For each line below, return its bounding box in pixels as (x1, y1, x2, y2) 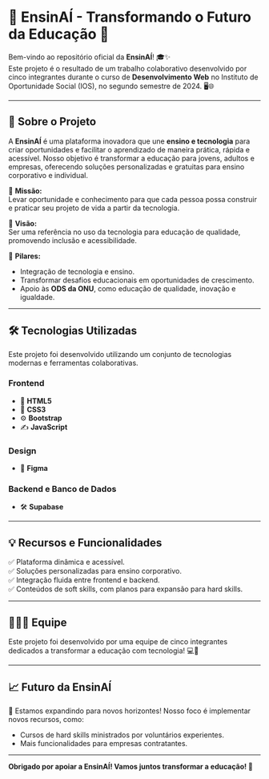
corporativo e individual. (8, 170, 88, 180)
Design (8, 445, 37, 456)
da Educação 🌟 (8, 25, 110, 43)
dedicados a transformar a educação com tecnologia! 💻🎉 (8, 646, 199, 655)
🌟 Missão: (8, 185, 42, 196)
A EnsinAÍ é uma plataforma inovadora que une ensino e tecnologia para (8, 136, 251, 146)
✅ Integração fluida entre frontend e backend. (8, 575, 160, 585)
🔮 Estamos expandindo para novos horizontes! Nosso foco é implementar (8, 706, 251, 716)
